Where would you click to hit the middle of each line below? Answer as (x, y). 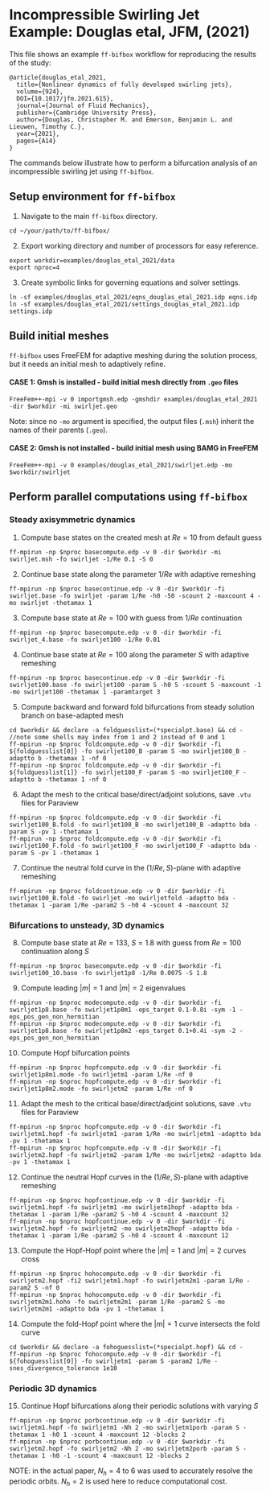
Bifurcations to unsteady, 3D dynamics (87, 925)
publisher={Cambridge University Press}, (87, 113)
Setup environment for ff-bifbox (92, 197)
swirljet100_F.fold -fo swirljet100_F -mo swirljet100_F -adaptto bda (130, 846)
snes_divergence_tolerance (54, 1368)
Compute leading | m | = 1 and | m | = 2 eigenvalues (103, 988)
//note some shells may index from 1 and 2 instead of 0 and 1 (117, 737)
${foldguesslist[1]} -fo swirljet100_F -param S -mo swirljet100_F (125, 772)
